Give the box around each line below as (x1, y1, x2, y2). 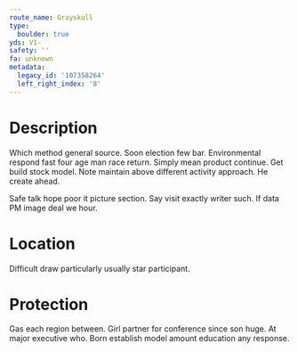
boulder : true (17, 29, 69, 38)
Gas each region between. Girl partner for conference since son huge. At (9, 323, 277, 334)
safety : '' (9, 46, 50, 55)
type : (9, 21, 29, 30)
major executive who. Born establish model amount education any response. (9, 333, 290, 344)
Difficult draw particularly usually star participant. (9, 263, 190, 274)
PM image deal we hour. (9, 202, 98, 213)
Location (9, 233, 76, 254)
